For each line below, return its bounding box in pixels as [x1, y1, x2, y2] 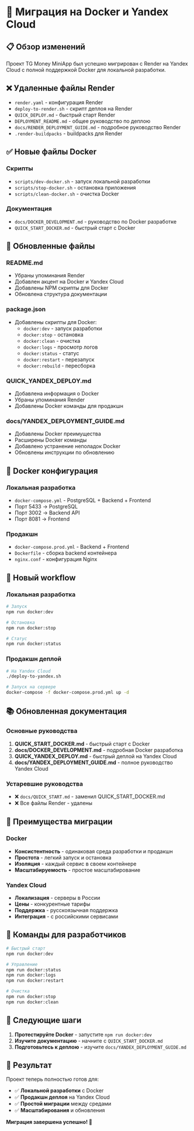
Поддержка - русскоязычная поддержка [14, 907, 118, 914]
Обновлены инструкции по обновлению [14, 449, 115, 456]
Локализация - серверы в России [14, 895, 101, 902]
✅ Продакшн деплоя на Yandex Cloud [14, 1094, 110, 1101]
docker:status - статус [23, 349, 79, 356]
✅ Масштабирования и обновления [14, 1107, 105, 1114]
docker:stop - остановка [23, 331, 84, 338]
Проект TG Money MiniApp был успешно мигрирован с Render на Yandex [6, 60, 188, 67]
